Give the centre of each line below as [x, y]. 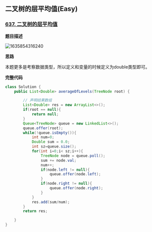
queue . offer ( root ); [43, 128]
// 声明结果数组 [38, 100]
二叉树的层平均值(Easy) [41, 9]
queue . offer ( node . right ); [76, 188]
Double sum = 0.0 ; [51, 142]
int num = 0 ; [43, 137]
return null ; [45, 114]
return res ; [36, 211]
